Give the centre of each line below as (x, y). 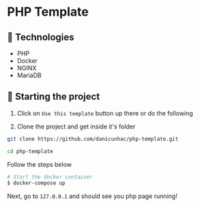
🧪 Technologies (41, 37)
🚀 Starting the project (54, 97)
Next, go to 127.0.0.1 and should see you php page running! (92, 196)
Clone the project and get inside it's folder (76, 126)
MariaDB (29, 75)
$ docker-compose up (37, 183)
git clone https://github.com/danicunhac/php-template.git (93, 139)
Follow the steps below (39, 164)
